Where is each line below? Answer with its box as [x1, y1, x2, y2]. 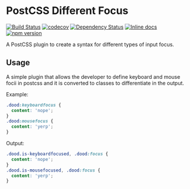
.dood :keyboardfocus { [6, 102, 61, 108]
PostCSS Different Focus [6, 4, 129, 17]
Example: [6, 90, 29, 97]
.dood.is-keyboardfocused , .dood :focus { [6, 151, 109, 157]
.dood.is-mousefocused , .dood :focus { [6, 167, 101, 173]
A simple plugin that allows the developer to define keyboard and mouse [6, 73, 181, 80]
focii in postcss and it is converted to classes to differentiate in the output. [6, 79, 184, 86]
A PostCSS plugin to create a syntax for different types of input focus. [6, 41, 174, 48]
